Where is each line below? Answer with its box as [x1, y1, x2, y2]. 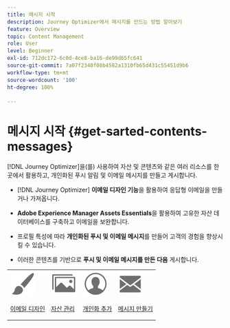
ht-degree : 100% [7, 83, 54, 91]
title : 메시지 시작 [7, 11, 56, 18]
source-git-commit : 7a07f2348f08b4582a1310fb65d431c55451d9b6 [7, 62, 189, 69]
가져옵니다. [30, 194, 60, 203]
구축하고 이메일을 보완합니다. [52, 218, 130, 226]
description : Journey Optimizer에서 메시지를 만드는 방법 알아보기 [7, 18, 183, 25]
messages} [7, 139, 73, 154]
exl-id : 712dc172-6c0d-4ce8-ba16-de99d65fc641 [7, 55, 143, 62]
